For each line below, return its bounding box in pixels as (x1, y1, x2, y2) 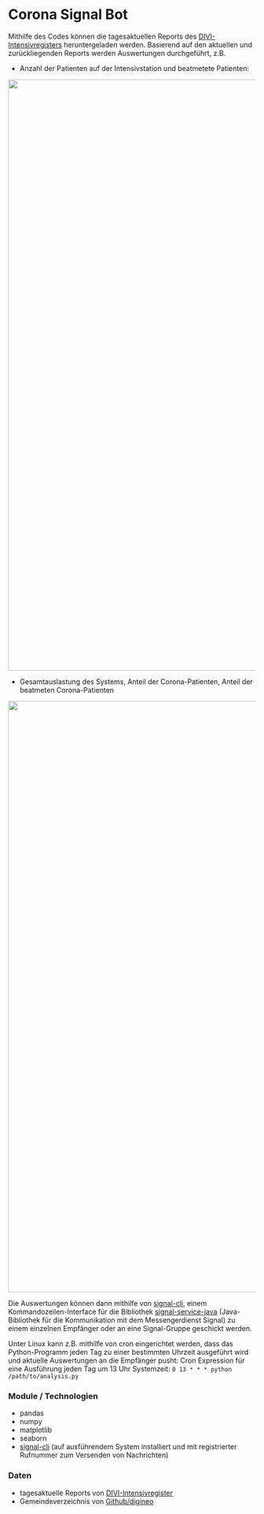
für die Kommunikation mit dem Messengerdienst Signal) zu (42, 1315, 236, 1325)
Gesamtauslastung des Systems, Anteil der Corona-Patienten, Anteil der (19, 676, 254, 686)
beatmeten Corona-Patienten (19, 685, 115, 694)
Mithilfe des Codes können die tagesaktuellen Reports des (8, 32, 197, 41)
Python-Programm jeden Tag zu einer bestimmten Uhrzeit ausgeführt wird (8, 1347, 249, 1356)
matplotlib (19, 1425, 53, 1435)
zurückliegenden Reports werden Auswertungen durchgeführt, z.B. (8, 48, 226, 58)
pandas (19, 1408, 45, 1418)
